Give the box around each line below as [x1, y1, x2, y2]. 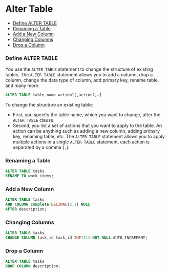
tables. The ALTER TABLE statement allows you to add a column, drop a [5, 72, 153, 78]
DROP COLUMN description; [5, 264, 60, 269]
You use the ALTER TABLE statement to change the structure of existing [5, 66, 154, 72]
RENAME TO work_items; [5, 174, 54, 179]
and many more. [5, 82, 40, 89]
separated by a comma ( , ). [12, 144, 70, 151]
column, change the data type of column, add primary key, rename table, [5, 77, 159, 83]
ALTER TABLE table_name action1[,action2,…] [5, 93, 102, 98]
